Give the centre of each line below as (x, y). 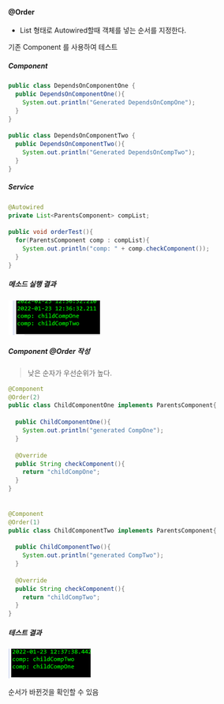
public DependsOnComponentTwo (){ (70, 144)
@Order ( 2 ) (24, 397)
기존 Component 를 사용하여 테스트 (63, 47)
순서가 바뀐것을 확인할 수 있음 (54, 692)
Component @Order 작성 (49, 352)
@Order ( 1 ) (24, 522)
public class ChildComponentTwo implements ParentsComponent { (112, 530)
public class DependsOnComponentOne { (72, 86)
